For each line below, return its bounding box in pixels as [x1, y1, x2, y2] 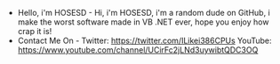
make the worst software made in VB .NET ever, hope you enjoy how [17, 17, 269, 27]
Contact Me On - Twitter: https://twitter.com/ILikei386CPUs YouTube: [17, 35, 273, 46]
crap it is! [17, 26, 52, 36]
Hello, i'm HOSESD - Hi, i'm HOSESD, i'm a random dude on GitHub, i [17, 8, 271, 18]
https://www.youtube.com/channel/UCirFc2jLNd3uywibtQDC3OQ [17, 45, 259, 55]
